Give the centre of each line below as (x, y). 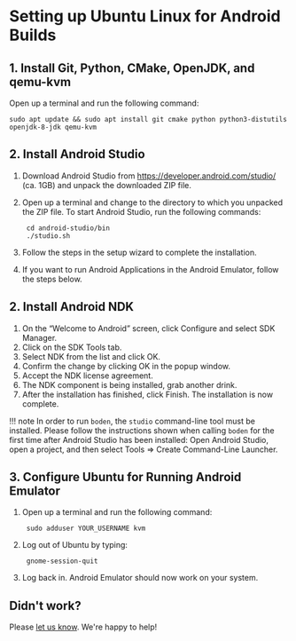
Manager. (39, 337)
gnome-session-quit (62, 561)
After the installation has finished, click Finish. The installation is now (147, 394)
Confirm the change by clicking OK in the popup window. (126, 366)
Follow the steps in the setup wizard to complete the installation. (139, 252)
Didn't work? (45, 605)
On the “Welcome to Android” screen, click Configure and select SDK (148, 328)
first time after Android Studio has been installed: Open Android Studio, (139, 439)
